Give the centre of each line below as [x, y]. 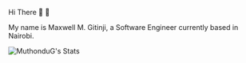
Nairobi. [21, 36]
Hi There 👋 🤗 [29, 12]
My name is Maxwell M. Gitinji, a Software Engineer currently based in [123, 27]
